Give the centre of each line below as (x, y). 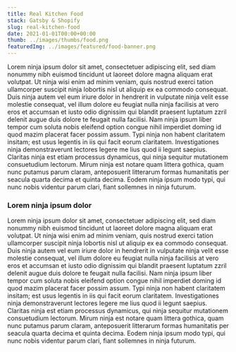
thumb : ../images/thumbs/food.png (58, 40)
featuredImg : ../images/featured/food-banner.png (82, 47)
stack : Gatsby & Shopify (44, 20)
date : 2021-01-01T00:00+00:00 (52, 34)
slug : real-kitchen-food (44, 27)
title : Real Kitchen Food (45, 14)
